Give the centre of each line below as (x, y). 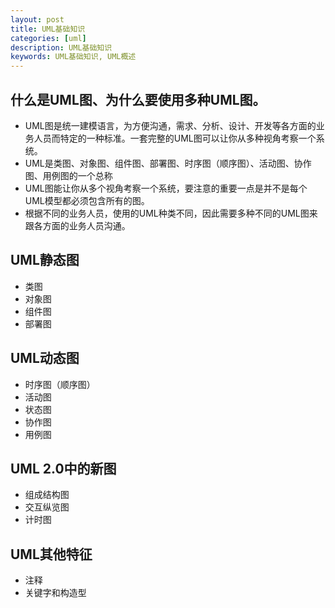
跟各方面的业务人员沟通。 (77, 225)
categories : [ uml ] (48, 38)
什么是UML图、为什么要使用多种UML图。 (138, 99)
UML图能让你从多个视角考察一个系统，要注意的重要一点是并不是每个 (166, 188)
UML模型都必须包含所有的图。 (87, 200)
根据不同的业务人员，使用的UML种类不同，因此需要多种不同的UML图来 (171, 213)
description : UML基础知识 (61, 47)
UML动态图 (45, 358)
